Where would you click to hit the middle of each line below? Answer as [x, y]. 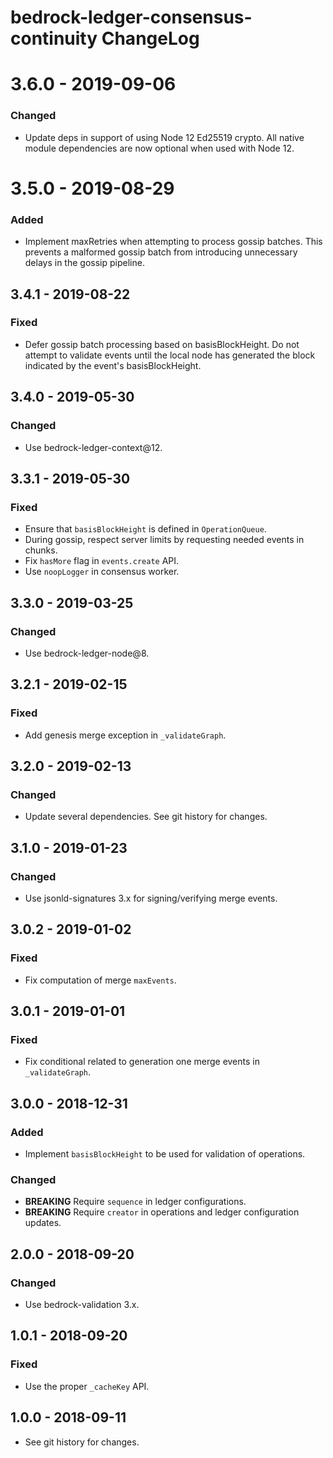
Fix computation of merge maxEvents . [100, 980]
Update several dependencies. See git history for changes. [146, 817]
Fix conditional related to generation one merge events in [142, 1062]
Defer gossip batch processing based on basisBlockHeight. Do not [162, 344]
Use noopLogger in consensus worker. [102, 572]
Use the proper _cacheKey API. [87, 1386]
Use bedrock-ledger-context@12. [93, 447]
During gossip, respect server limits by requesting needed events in [164, 540]
